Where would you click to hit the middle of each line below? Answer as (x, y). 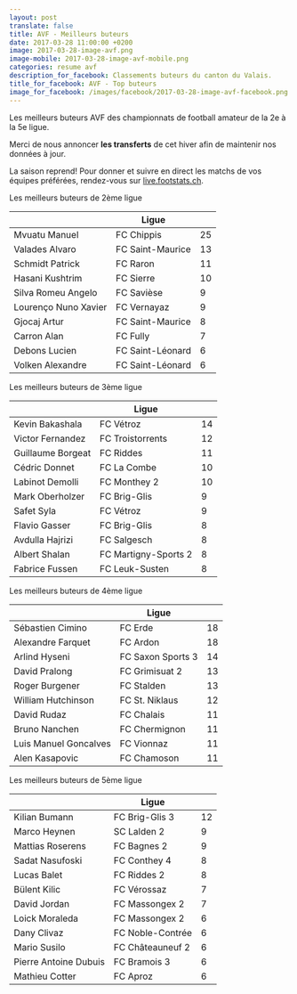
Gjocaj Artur (39, 322)
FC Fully (132, 336)
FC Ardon (140, 642)
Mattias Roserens (50, 845)
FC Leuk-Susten (134, 568)
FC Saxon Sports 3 (159, 656)
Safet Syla (35, 510)
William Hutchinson (54, 700)
